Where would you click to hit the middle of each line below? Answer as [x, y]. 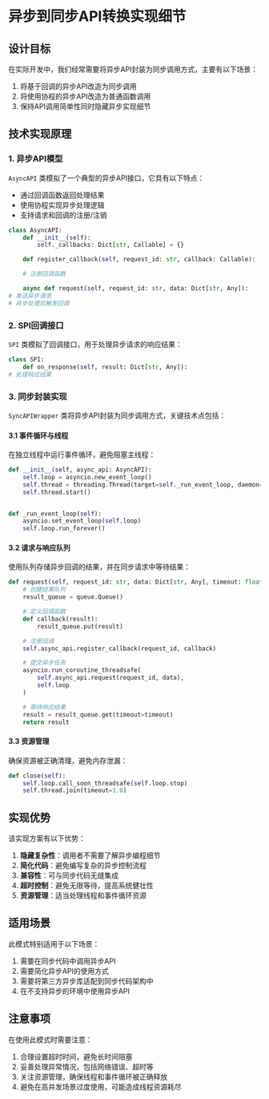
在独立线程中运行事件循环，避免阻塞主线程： [82, 455]
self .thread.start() [57, 492]
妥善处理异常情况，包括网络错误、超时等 [86, 1066]
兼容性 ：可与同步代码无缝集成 [69, 875]
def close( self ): [37, 776]
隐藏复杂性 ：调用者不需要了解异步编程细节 [90, 855]
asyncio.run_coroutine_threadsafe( [82, 670]
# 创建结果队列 [44, 590]
